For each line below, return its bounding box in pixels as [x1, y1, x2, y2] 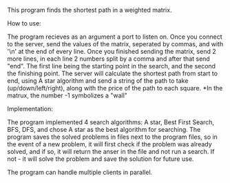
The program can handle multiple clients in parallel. [7, 168, 153, 176]
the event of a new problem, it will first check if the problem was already [7, 140, 212, 148]
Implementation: [7, 105, 54, 113]
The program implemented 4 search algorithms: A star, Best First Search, [7, 118, 215, 126]
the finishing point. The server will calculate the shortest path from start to [7, 69, 218, 77]
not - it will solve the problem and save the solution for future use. [7, 155, 194, 163]
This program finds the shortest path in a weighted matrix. [7, 6, 172, 14]
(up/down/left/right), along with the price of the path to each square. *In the [7, 84, 223, 92]
